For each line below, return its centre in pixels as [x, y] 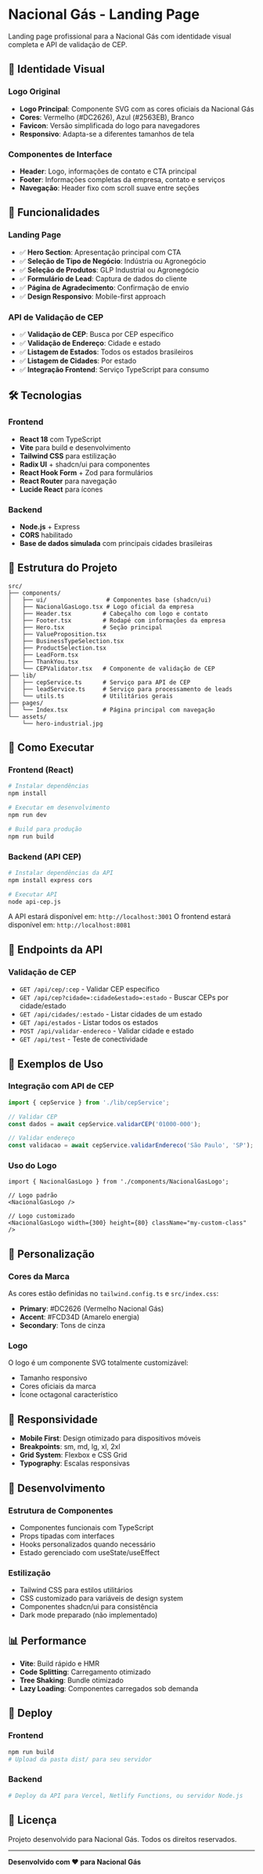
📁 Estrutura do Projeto [63, 568]
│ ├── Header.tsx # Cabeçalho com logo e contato [108, 613]
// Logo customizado [42, 1216]
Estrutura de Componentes [61, 1510]
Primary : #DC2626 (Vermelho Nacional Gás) [92, 1309]
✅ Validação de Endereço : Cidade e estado [90, 342]
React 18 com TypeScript [60, 439]
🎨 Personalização [52, 1254]
